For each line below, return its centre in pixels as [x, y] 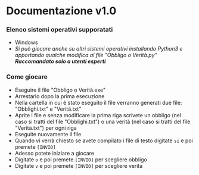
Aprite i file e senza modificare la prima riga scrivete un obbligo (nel [98, 115]
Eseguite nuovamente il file [48, 134]
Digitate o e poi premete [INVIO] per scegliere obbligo [81, 160]
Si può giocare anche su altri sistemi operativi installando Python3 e [99, 49]
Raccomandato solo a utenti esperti [60, 61]
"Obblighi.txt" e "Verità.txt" [48, 109]
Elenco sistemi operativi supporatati [60, 30]
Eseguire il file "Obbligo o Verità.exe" [60, 90]
